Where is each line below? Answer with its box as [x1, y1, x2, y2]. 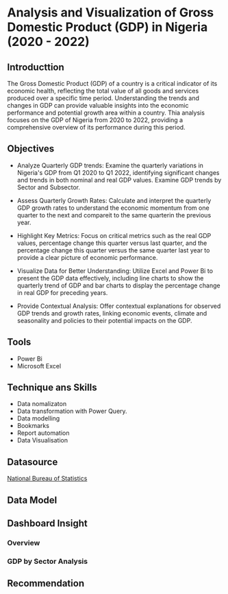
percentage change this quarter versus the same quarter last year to [16, 246, 210, 254]
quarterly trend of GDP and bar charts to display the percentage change [16, 281, 220, 289]
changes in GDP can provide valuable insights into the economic [7, 102, 189, 109]
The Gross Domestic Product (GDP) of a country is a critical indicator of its [7, 80, 218, 87]
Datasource [7, 456, 58, 468]
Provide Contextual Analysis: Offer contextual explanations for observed [16, 302, 221, 310]
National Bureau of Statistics [7, 475, 88, 483]
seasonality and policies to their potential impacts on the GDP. [16, 316, 192, 324]
